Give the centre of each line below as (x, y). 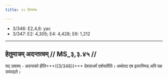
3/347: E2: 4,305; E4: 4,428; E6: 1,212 (51, 33)
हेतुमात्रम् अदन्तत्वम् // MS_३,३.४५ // (51, 54)
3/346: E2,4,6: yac (31, 28)
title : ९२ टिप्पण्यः (21, 10)
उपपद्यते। (13, 72)
